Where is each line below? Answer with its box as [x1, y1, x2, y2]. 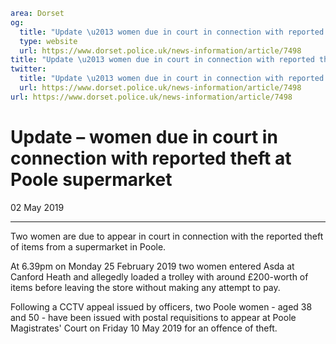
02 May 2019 [10, 201, 65, 213]
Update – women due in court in [10, 125, 278, 148]
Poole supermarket [10, 168, 173, 191]
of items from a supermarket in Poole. [10, 240, 167, 253]
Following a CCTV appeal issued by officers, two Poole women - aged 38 [10, 300, 313, 313]
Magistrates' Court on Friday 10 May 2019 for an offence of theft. [10, 322, 278, 334]
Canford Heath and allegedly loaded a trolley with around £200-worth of [10, 270, 309, 283]
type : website [19, 36, 78, 46]
